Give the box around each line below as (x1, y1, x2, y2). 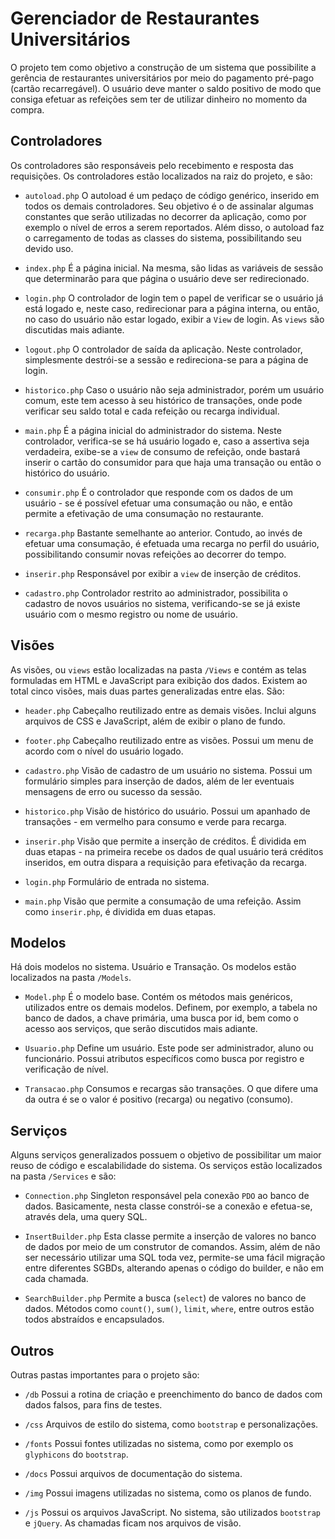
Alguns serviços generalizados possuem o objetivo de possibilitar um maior (10, 1149, 322, 1161)
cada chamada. (24, 1273, 89, 1285)
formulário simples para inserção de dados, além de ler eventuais (24, 775, 295, 787)
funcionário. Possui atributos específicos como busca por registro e (24, 1053, 305, 1065)
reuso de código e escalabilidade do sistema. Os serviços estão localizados (10, 1160, 323, 1172)
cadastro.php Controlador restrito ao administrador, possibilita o (24, 587, 288, 599)
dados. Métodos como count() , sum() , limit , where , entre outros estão (24, 1303, 315, 1315)
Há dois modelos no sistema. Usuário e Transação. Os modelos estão (10, 961, 297, 973)
